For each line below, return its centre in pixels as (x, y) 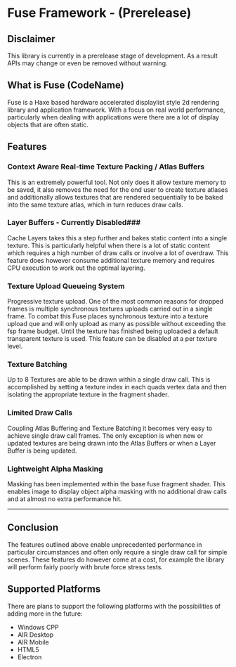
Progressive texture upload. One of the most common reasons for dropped (115, 302)
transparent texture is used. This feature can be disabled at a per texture (112, 339)
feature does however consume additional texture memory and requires (111, 260)
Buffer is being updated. (42, 451)
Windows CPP (38, 627)
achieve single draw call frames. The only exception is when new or (105, 435)
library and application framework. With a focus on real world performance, (117, 110)
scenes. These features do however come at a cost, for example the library (116, 559)
